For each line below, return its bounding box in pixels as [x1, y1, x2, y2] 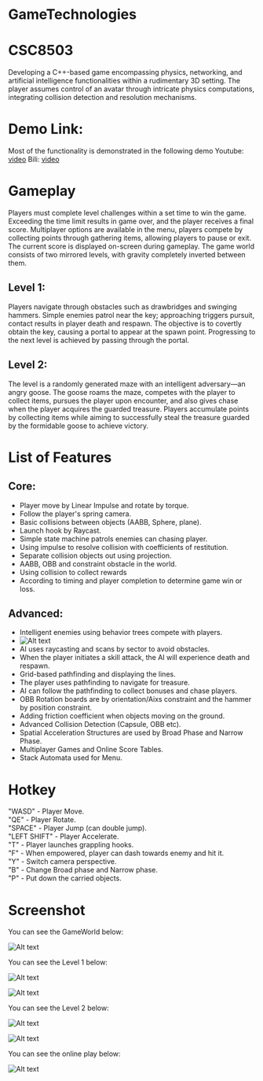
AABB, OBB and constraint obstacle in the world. [19, 559, 177, 568]
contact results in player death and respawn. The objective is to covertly [8, 319, 242, 328]
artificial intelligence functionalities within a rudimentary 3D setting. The [8, 76, 241, 86]
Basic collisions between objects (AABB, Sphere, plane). [19, 517, 202, 526]
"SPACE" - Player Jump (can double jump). [8, 824, 148, 833]
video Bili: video [8, 155, 60, 164]
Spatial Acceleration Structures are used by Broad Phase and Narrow [19, 728, 243, 737]
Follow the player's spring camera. [19, 509, 132, 518]
